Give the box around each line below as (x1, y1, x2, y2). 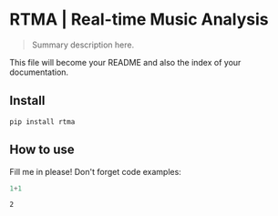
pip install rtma (9, 117, 76, 127)
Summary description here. (31, 39, 135, 50)
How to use (9, 142, 75, 158)
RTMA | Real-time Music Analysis (9, 9, 269, 30)
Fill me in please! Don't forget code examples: (9, 166, 182, 177)
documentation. (9, 67, 69, 77)
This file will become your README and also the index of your (9, 57, 242, 67)
